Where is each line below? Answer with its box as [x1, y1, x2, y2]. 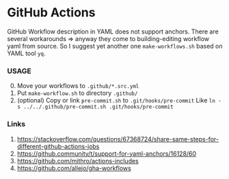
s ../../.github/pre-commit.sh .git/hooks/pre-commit [16, 104, 174, 111]
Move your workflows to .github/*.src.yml [16, 82, 139, 90]
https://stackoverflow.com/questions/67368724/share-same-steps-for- [16, 135, 219, 143]
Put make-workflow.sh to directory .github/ [16, 89, 138, 97]
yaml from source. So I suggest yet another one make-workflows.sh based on [7, 42, 223, 50]
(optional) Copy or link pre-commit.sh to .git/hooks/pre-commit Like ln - [16, 96, 222, 105]
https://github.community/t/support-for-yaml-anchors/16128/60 [16, 149, 197, 158]
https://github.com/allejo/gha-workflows [16, 164, 131, 172]
